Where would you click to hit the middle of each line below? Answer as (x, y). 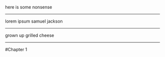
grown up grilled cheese (30, 35)
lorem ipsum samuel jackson (34, 21)
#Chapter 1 (16, 49)
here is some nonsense (29, 7)
